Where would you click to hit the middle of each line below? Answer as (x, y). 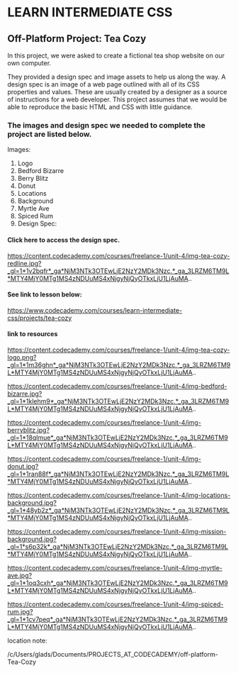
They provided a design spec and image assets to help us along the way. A (117, 77)
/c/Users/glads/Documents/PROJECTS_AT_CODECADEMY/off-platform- (113, 654)
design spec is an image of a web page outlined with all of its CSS (103, 84)
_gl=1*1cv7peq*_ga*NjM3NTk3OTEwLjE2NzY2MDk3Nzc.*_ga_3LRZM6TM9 (118, 619)
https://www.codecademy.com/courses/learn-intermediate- (95, 310)
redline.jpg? (24, 263)
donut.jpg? (23, 466)
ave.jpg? (20, 575)
